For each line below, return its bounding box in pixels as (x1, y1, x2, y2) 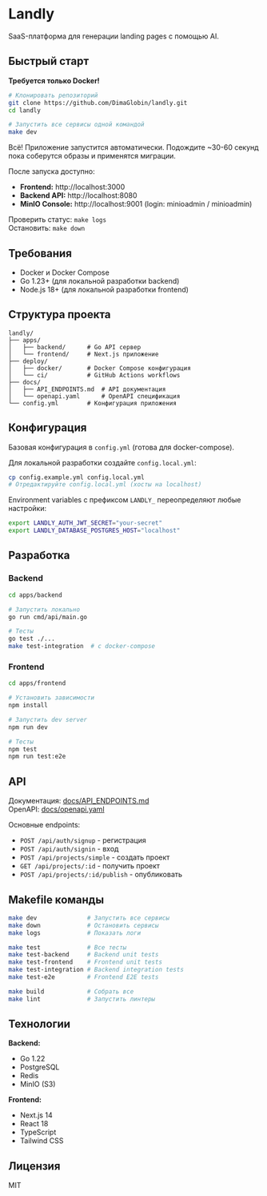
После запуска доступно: (8, 167, 96, 176)
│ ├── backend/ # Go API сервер (8, 343, 141, 351)
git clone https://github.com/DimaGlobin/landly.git (8, 99, 188, 107)
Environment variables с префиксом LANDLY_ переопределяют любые (8, 495, 241, 505)
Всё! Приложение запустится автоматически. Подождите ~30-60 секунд (8, 143, 259, 152)
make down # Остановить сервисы (8, 921, 159, 929)
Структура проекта (8, 308, 111, 321)
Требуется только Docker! (8, 75, 100, 85)
